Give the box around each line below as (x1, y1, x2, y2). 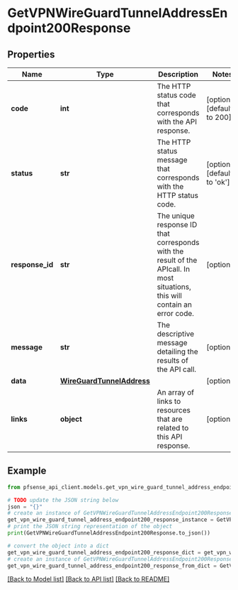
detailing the (157, 346, 198, 356)
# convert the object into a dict (7, 542, 110, 550)
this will (157, 291, 182, 300)
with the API (157, 117, 197, 126)
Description (158, 70, 198, 79)
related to (157, 423, 189, 432)
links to (157, 396, 181, 406)
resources (157, 405, 191, 415)
